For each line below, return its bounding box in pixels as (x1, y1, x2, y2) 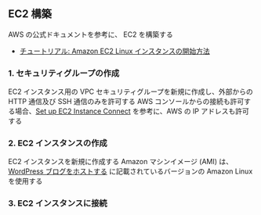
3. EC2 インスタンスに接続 (8, 198, 107, 209)
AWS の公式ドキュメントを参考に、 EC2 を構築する (8, 30, 174, 39)
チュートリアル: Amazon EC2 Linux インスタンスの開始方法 (19, 46, 210, 56)
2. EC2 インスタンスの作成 (8, 138, 107, 149)
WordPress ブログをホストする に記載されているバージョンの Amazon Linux (8, 167, 253, 176)
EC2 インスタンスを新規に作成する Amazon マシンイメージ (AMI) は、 (8, 157, 234, 167)
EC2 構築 (8, 7, 53, 21)
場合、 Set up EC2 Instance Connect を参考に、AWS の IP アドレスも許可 (14, 106, 249, 116)
